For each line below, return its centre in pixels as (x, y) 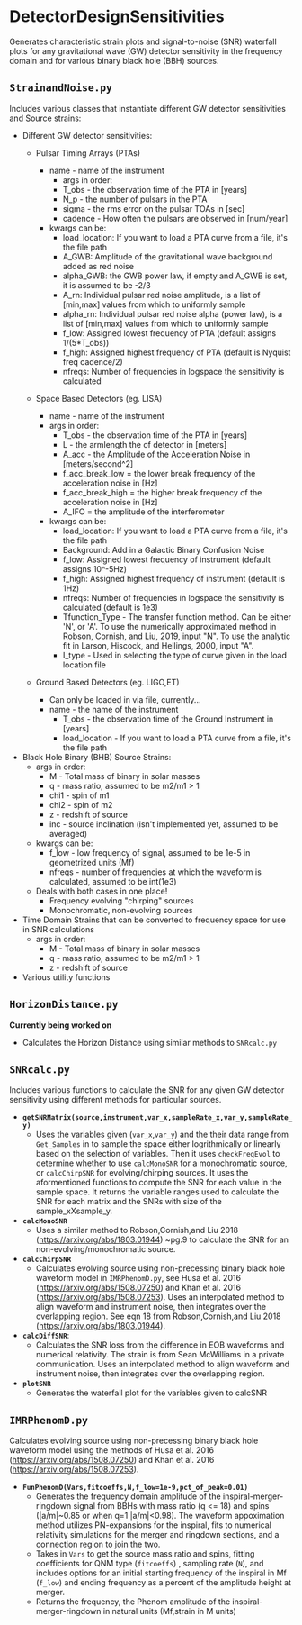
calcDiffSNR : (46, 1336)
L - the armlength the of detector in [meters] (145, 444)
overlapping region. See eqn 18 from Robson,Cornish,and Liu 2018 (158, 1316)
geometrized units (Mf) (92, 862)
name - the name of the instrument (114, 709)
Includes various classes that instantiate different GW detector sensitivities (147, 108)
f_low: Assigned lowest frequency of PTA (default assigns (169, 333)
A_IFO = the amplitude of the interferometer (143, 512)
